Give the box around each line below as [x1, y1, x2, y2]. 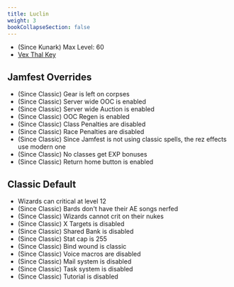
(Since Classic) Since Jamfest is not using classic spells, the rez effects [17, 135, 227, 144]
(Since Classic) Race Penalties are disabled [17, 128, 145, 136]
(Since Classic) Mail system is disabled [17, 257, 132, 266]
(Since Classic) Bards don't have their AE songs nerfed [17, 205, 179, 213]
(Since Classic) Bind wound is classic [17, 242, 127, 250]
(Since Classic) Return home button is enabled [17, 157, 154, 167]
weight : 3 [7, 17, 37, 24]
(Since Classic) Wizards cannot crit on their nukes [17, 212, 165, 220]
